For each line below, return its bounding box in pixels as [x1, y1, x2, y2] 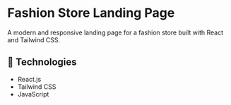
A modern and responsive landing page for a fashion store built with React [7, 28, 224, 37]
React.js [17, 75, 42, 83]
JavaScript [17, 89, 49, 98]
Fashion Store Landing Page [7, 5, 175, 21]
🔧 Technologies [7, 56, 77, 68]
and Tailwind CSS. [7, 35, 61, 44]
